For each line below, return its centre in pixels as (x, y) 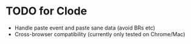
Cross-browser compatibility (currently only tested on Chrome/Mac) (100, 34)
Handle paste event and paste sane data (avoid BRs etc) (85, 28)
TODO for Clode (47, 11)
